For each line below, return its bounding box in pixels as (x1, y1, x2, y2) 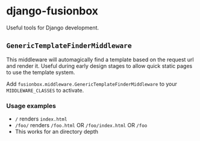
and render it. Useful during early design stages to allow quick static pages (6, 62, 193, 70)
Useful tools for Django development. (6, 24, 99, 31)
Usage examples (6, 101, 56, 110)
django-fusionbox (6, 4, 98, 18)
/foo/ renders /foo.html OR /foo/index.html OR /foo (14, 122, 148, 129)
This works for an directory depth (14, 128, 98, 136)
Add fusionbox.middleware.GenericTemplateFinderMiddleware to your (6, 80, 178, 88)
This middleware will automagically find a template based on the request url (6, 56, 194, 63)
